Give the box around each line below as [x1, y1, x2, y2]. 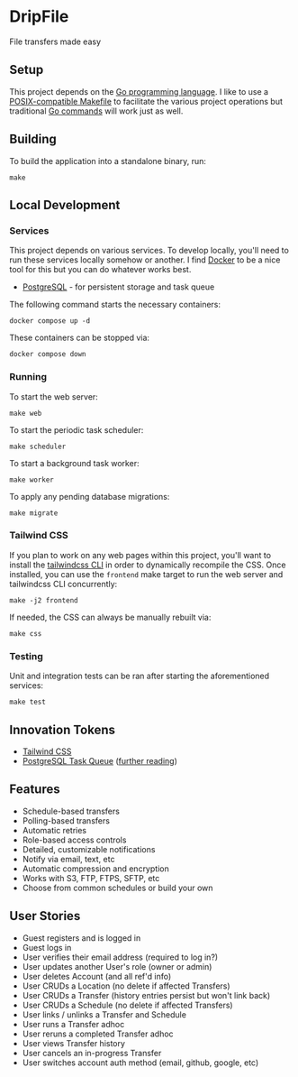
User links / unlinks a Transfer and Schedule [22, 1008, 187, 1020]
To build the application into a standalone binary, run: [9, 155, 207, 166]
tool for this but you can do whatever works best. [9, 264, 192, 275]
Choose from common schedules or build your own [22, 882, 213, 893]
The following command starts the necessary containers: [9, 299, 221, 310]
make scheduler [9, 442, 67, 451]
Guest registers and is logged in [22, 932, 141, 944]
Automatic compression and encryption [22, 863, 169, 874]
